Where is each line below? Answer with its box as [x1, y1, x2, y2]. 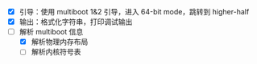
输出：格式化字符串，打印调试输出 [19, 17, 133, 26]
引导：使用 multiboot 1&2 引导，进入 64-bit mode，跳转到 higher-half [19, 7, 250, 16]
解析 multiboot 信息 [19, 27, 84, 37]
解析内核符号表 [31, 47, 81, 57]
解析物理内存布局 [31, 37, 89, 46]
